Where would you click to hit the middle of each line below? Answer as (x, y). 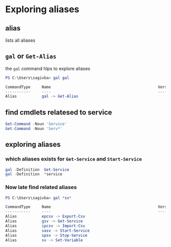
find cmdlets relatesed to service (59, 112)
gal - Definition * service (34, 174)
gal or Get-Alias (31, 56)
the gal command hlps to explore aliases (48, 68)
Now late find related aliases (41, 188)
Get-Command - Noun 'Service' (36, 124)
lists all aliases (20, 40)
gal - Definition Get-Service (37, 169)
